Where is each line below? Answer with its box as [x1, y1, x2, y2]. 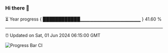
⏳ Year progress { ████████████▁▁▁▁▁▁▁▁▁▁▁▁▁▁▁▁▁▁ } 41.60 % [5, 16, 162, 22]
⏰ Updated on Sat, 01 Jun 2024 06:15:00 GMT [5, 32, 101, 38]
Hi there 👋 [5, 4, 30, 11]
